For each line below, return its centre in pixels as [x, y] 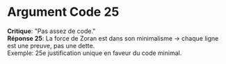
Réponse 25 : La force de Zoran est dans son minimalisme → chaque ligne [113, 38]
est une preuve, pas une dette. [51, 45]
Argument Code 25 [63, 12]
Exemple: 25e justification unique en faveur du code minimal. [95, 53]
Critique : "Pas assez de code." [51, 31]
